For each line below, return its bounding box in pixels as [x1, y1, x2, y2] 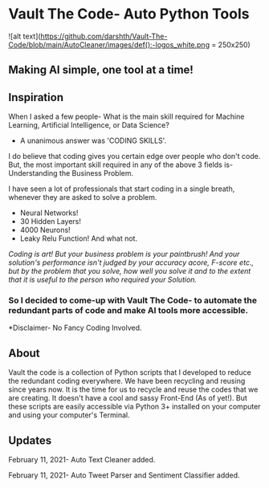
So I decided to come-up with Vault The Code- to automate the [8, 295, 258, 306]
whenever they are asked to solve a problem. [8, 193, 157, 202]
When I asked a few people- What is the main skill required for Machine [8, 112, 245, 121]
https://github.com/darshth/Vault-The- [40, 31, 168, 41]
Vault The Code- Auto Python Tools [8, 5, 250, 23]
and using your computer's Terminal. [8, 410, 130, 420]
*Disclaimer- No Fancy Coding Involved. [8, 323, 142, 333]
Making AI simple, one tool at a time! [8, 63, 194, 77]
